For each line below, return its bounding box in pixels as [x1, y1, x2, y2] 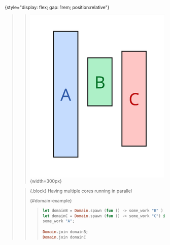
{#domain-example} [29, 197, 72, 203]
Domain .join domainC [42, 235, 86, 240]
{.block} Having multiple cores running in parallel [29, 188, 132, 194]
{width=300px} [29, 178, 62, 184]
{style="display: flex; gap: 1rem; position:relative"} [5, 5, 110, 10]
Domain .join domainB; [42, 229, 88, 235]
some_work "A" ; [42, 219, 75, 224]
